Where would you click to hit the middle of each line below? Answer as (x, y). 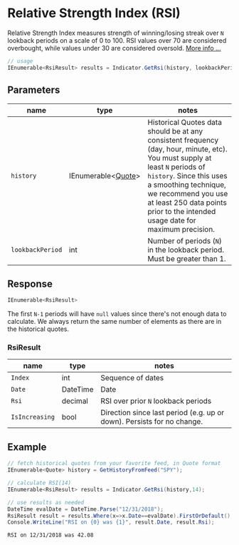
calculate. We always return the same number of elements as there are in (115, 322)
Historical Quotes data (185, 122)
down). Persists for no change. (152, 422)
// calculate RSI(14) (39, 483)
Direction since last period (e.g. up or (163, 413)
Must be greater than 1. (187, 258)
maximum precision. (181, 229)
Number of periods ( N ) (185, 240)
